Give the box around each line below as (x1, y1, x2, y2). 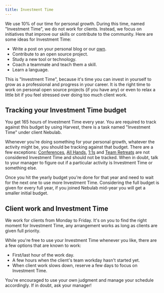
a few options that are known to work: (5, 242, 82, 248)
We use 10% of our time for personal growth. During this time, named (5, 21, 145, 27)
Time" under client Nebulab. (5, 130, 62, 135)
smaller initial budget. (5, 190, 48, 196)
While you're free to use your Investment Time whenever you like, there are (5, 238, 157, 243)
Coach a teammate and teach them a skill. (12, 61, 97, 67)
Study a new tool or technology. (12, 56, 77, 62)
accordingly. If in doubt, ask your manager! (5, 283, 92, 289)
